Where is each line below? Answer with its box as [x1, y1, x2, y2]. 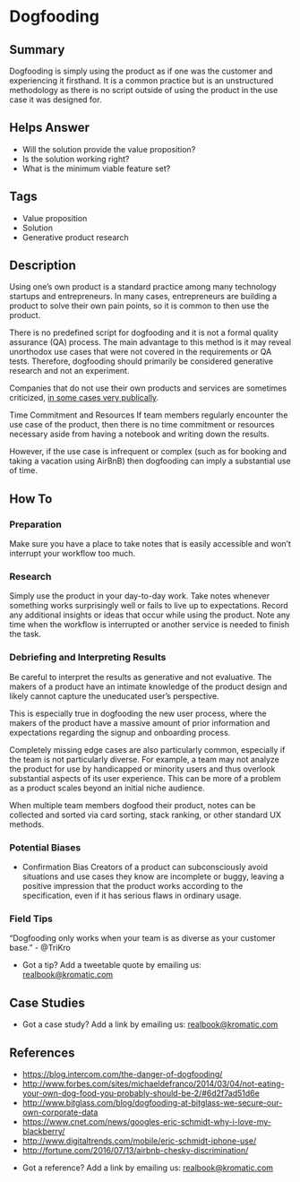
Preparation [9, 518, 63, 531]
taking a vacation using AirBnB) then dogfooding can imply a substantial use [9, 455, 291, 467]
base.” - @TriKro [9, 943, 72, 953]
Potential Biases [9, 841, 81, 853]
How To [9, 491, 53, 506]
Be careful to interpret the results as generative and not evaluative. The [9, 671, 272, 682]
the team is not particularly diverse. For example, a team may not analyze [9, 754, 280, 764]
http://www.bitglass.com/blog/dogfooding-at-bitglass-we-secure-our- [21, 1097, 283, 1108]
